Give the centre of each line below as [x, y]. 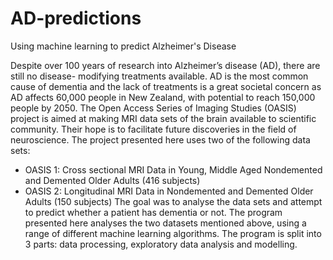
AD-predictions [76, 18]
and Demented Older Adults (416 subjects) [112, 180]
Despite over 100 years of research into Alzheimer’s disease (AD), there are [165, 65]
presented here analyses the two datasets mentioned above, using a [165, 223]
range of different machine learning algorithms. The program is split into [173, 233]
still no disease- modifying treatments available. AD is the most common [159, 76]
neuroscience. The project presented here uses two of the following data [160, 139]
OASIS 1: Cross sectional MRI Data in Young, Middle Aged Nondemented [173, 169]
